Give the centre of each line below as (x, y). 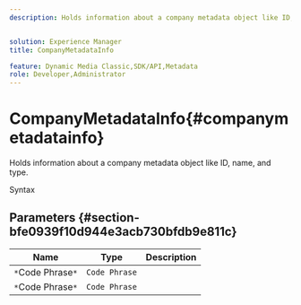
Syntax (22, 190)
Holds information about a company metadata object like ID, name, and (140, 163)
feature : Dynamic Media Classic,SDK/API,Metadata (104, 66)
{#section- (109, 218)
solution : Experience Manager (66, 41)
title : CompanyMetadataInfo (62, 50)
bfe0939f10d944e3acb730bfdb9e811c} (123, 232)
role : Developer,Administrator (68, 74)
